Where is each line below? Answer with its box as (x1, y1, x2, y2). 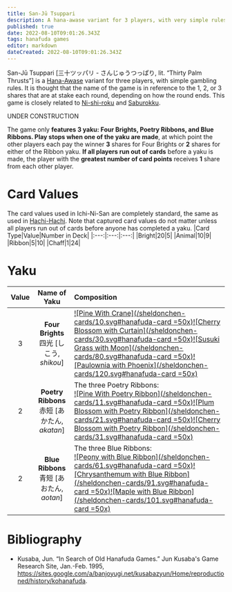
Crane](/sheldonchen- (111, 308, 186, 318)
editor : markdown (7, 42, 57, 49)
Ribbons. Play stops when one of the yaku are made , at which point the (7, 132, 213, 141)
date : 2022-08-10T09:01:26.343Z (7, 29, 100, 37)
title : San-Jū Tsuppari (7, 10, 76, 17)
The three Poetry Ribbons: (73, 380, 159, 390)
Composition (73, 292, 117, 302)
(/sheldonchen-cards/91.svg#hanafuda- (73, 478, 209, 487)
